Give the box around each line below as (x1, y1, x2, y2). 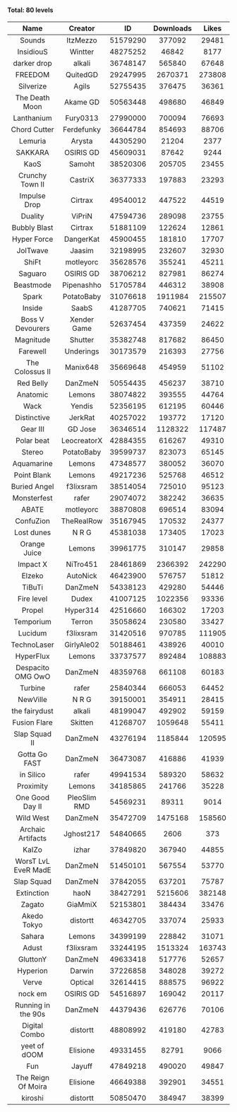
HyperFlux (15, 651, 50, 661)
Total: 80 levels (7, 6, 54, 14)
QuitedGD (66, 70, 99, 80)
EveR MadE (13, 865, 51, 875)
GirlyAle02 (64, 640, 100, 650)
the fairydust (11, 706, 54, 716)
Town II (20, 180, 44, 189)
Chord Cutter (11, 124, 54, 134)
